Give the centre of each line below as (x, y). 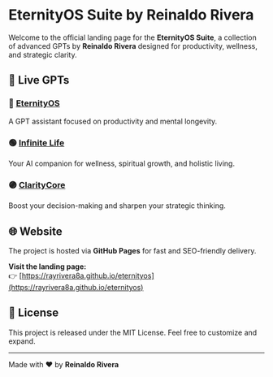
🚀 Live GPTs (39, 80)
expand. (22, 341)
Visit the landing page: (48, 266)
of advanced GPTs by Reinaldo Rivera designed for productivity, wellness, (133, 45)
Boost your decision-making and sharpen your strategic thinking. (117, 206)
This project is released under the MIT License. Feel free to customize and (133, 332)
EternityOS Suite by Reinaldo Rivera (131, 15)
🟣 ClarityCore (37, 184)
